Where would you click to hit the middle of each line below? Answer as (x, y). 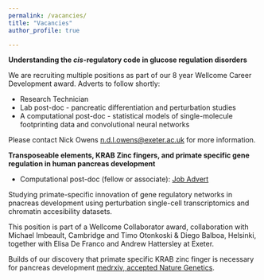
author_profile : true (44, 30)
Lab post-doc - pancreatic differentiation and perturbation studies (128, 107)
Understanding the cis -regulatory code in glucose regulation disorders (128, 60)
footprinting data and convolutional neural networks (105, 125)
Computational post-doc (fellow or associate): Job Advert (114, 179)
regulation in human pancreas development (82, 164)
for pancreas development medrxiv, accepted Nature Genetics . (111, 268)
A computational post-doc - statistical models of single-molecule (126, 116)
